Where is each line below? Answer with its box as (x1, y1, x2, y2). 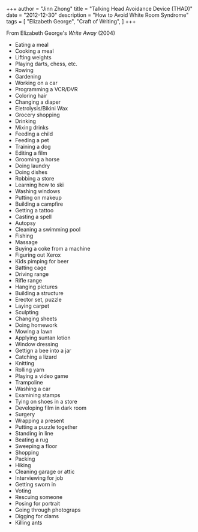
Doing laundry (14, 162, 50, 169)
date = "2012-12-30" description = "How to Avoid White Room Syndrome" (6, 11, 189, 19)
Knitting (14, 360, 35, 366)
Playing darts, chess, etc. (14, 60, 78, 67)
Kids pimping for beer (14, 258, 69, 265)
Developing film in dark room (14, 404, 87, 411)
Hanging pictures (14, 283, 58, 290)
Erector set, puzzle (14, 296, 62, 303)
